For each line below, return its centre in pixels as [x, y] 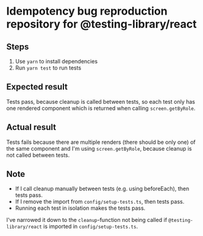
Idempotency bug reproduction [87, 11]
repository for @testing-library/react [101, 24]
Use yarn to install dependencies [56, 61]
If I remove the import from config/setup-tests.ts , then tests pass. [100, 202]
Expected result [37, 87]
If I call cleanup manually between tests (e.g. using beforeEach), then [102, 189]
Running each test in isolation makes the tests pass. [80, 208]
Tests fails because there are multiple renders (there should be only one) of [101, 142]
